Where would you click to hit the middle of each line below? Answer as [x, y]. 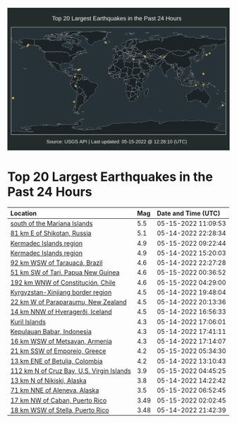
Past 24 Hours [50, 192]
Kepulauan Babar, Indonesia [51, 331]
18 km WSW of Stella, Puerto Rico [60, 410]
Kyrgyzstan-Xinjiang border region [61, 292]
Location [24, 213]
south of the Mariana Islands [51, 224]
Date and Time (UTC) [189, 213]
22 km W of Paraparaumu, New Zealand [68, 302]
